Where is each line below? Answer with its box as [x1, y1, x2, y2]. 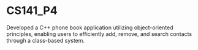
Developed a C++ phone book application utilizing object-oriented [6, 24, 173, 31]
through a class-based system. [6, 37, 85, 44]
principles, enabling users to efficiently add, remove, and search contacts [6, 30, 192, 37]
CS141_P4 [6, 4, 58, 18]
